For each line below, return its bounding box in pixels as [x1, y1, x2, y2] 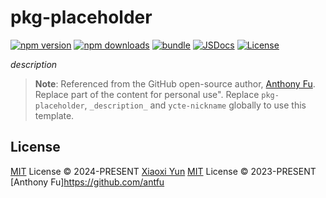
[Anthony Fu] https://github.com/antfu [10, 176, 165, 188]
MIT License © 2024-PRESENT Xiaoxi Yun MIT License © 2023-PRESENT [10, 165, 317, 177]
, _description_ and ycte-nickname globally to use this [84, 99, 307, 111]
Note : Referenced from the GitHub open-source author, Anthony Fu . [34, 77, 316, 90]
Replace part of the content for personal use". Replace [34, 88, 260, 100]
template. [34, 109, 75, 121]
